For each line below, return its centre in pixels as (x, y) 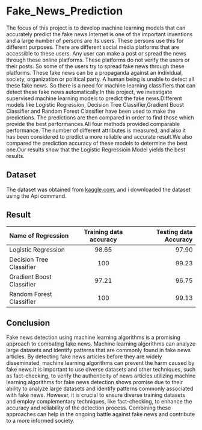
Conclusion (28, 323)
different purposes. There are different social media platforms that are (93, 47)
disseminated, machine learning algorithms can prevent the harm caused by (100, 363)
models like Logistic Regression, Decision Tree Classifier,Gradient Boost (95, 104)
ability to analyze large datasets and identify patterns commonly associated (100, 389)
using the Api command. (37, 196)
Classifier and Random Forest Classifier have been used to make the (91, 111)
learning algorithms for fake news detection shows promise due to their (95, 382)
